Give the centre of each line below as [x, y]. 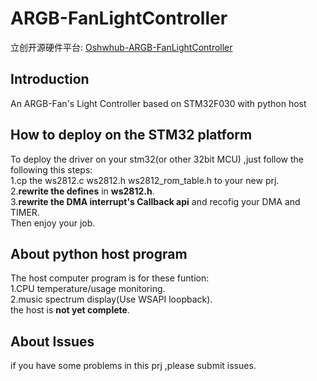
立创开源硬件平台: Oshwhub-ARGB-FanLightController [121, 47]
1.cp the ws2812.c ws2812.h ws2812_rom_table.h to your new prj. [145, 180]
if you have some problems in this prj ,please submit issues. [133, 366]
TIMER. [25, 212]
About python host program [99, 253]
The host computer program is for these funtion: [110, 278]
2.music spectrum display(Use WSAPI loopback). [111, 299]
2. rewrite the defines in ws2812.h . [82, 191]
